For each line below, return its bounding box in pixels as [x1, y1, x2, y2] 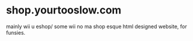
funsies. [6, 29, 26, 36]
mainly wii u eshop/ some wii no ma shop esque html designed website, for [6, 23, 187, 30]
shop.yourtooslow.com [6, 4, 122, 17]
